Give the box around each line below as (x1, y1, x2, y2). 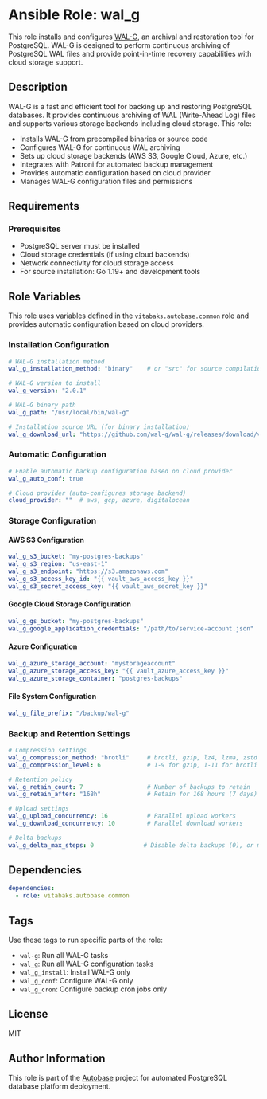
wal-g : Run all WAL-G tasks (19, 951, 109, 960)
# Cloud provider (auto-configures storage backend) (8, 489, 187, 497)
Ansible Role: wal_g (8, 6, 141, 24)
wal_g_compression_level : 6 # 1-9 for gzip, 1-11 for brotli (8, 761, 258, 769)
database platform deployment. (8, 1081, 111, 1091)
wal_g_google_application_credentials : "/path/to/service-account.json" (8, 624, 254, 633)
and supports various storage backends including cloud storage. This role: (8, 118, 252, 128)
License (8, 1007, 48, 1021)
